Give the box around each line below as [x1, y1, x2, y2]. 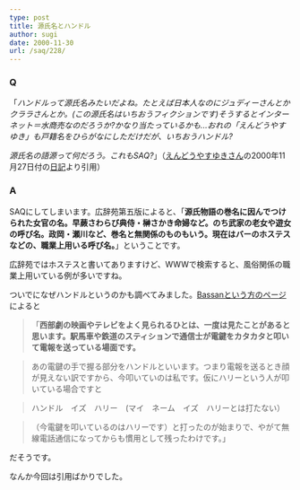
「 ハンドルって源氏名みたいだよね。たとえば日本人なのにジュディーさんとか [9, 98, 291, 109]
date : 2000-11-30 [9, 38, 74, 48]
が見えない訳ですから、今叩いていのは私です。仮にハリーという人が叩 [30, 372, 289, 382]
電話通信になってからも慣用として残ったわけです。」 [39, 433, 231, 443]
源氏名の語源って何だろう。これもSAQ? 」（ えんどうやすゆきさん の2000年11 [9, 150, 286, 162]
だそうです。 [9, 451, 56, 462]
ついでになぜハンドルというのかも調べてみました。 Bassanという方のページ [9, 289, 287, 300]
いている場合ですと [30, 383, 103, 394]
